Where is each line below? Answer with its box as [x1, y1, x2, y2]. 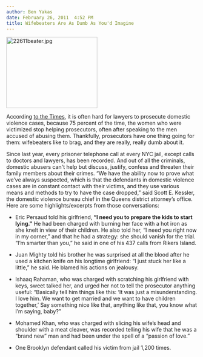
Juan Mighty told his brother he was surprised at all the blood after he [15, 251, 190, 258]
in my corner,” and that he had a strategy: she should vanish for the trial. [15, 233, 196, 240]
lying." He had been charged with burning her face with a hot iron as [15, 220, 188, 228]
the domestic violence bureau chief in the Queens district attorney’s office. [6, 195, 193, 203]
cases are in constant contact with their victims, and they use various [6, 183, 180, 190]
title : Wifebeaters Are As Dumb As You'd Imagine [6, 20, 135, 26]
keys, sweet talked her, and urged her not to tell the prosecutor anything [15, 282, 196, 289]
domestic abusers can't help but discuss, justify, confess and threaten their [6, 163, 195, 171]
